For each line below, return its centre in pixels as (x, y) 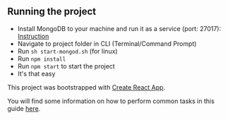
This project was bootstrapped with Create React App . (86, 87)
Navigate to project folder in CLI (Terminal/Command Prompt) (107, 43)
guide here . (24, 108)
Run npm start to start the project (66, 66)
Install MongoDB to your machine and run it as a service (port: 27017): (119, 28)
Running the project (52, 12)
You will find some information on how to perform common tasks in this (111, 101)
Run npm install (42, 59)
